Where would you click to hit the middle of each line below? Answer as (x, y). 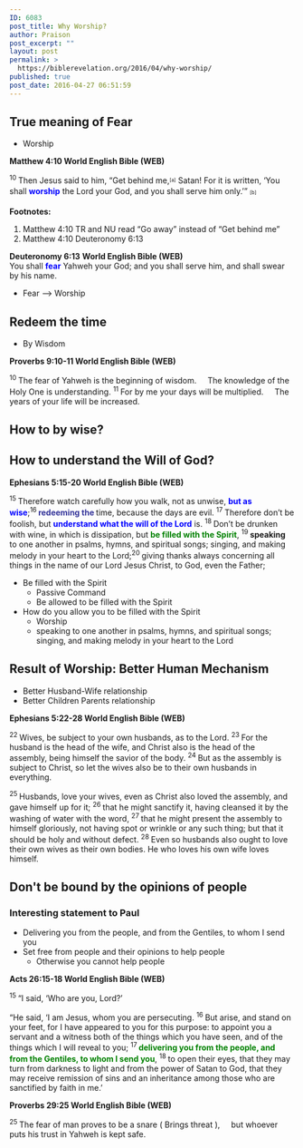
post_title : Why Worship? (58, 26)
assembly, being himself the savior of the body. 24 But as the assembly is (146, 757)
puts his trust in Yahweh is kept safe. (78, 1133)
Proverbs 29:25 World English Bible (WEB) (90, 1105)
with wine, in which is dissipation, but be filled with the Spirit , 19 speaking (148, 534)
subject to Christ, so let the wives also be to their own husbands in (133, 768)
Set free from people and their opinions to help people (123, 952)
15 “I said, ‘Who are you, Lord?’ (66, 997)
